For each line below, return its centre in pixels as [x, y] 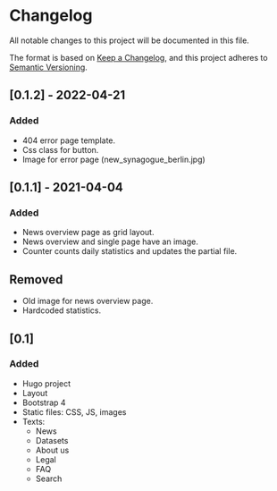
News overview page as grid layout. [88, 233]
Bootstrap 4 [44, 402]
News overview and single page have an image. [110, 241]
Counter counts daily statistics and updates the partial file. [130, 251]
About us [52, 450]
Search [49, 478]
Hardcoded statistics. [61, 310]
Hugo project [46, 383]
